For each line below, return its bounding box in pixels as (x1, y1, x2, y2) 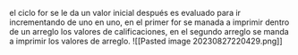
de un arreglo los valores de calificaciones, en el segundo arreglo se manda (9, 27, 289, 36)
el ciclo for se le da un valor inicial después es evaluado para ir (9, 8, 242, 18)
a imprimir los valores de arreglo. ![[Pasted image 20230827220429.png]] (9, 35, 284, 46)
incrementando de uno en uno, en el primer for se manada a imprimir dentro (9, 17, 290, 27)
